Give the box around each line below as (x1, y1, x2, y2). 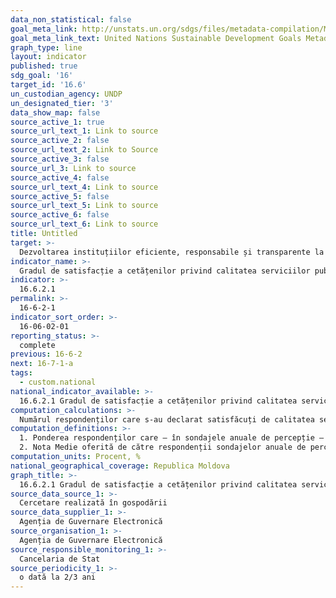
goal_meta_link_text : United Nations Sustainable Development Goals (10, 33, 302, 43)
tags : (10, 368, 33, 378)
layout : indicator (10, 52, 87, 62)
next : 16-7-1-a (10, 359, 74, 369)
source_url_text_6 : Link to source (10, 219, 159, 230)
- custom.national (19, 377, 97, 387)
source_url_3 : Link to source (10, 163, 137, 173)
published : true (10, 61, 78, 71)
